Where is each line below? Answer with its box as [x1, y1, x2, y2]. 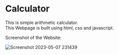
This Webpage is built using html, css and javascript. [5, 24, 114, 30]
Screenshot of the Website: [5, 34, 62, 40]
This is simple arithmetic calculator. [5, 19, 78, 25]
